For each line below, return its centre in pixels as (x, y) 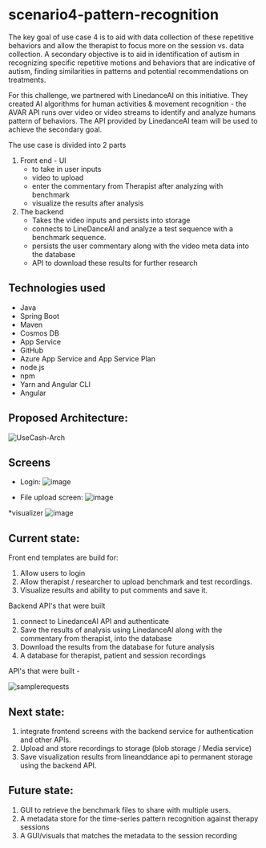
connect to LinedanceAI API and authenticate (95, 622)
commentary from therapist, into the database (96, 638)
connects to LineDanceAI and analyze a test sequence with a (133, 228)
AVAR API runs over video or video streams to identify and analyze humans (132, 112)
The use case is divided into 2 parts (67, 145)
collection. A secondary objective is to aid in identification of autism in (124, 54)
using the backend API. (58, 765)
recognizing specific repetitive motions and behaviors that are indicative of (132, 63)
